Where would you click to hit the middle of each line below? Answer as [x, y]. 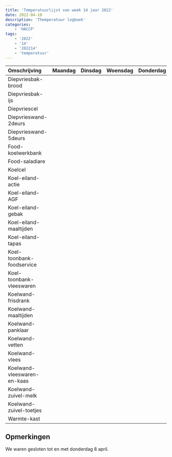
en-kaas [18, 380]
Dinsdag [91, 70]
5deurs [17, 138]
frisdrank [19, 300]
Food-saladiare [27, 161]
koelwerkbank [25, 153]
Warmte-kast [24, 418]
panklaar [18, 330]
